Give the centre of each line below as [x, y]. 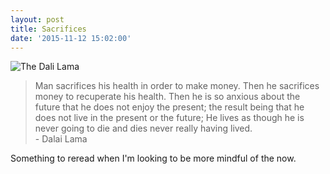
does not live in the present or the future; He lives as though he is [169, 118]
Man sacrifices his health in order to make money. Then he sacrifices [177, 86]
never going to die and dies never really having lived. [143, 128]
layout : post [37, 19]
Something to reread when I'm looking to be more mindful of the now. [153, 158]
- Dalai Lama [61, 139]
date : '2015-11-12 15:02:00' [71, 38]
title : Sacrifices [48, 29]
